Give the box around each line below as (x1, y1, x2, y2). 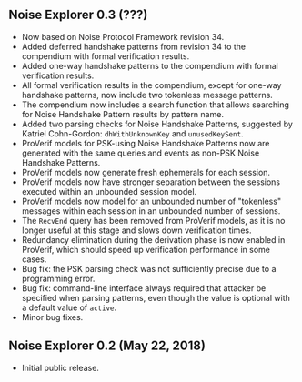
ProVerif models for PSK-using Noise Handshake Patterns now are (21, 137, 270, 148)
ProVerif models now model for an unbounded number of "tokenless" (21, 196, 282, 206)
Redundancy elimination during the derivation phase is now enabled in (21, 234, 286, 245)
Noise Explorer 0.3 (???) (8, 7, 148, 23)
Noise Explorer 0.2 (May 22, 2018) (8, 338, 206, 354)
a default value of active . (21, 302, 117, 313)
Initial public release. (21, 362, 99, 373)
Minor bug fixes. (21, 311, 84, 322)
